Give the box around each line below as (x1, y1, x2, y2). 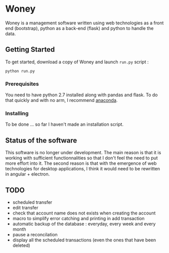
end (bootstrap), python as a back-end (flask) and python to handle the (5, 25, 154, 31)
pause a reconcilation (12, 231, 58, 237)
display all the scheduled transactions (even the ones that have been (12, 237, 156, 243)
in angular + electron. (5, 171, 50, 177)
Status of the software (5, 136, 77, 144)
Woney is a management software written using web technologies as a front (5, 20, 164, 26)
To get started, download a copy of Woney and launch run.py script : (5, 59, 149, 65)
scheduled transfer (12, 199, 53, 205)
